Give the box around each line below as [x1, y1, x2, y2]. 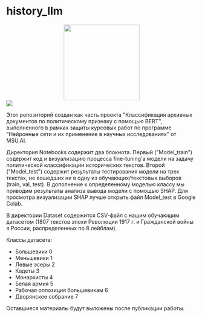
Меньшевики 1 [15, 254, 53, 261]
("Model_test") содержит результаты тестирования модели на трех [6, 167, 180, 175]
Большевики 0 [15, 248, 53, 255]
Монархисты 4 [15, 273, 53, 281]
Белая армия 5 [15, 280, 54, 287]
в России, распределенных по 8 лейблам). [6, 224, 117, 232]
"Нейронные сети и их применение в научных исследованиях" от [6, 130, 177, 137]
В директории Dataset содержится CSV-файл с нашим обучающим [6, 212, 180, 219]
